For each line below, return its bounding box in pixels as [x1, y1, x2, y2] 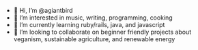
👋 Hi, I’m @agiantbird [13, 7, 73, 14]
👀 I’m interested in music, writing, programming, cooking [13, 14, 173, 22]
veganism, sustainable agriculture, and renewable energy [13, 35, 175, 43]
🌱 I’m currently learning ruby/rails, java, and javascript [13, 21, 165, 28]
